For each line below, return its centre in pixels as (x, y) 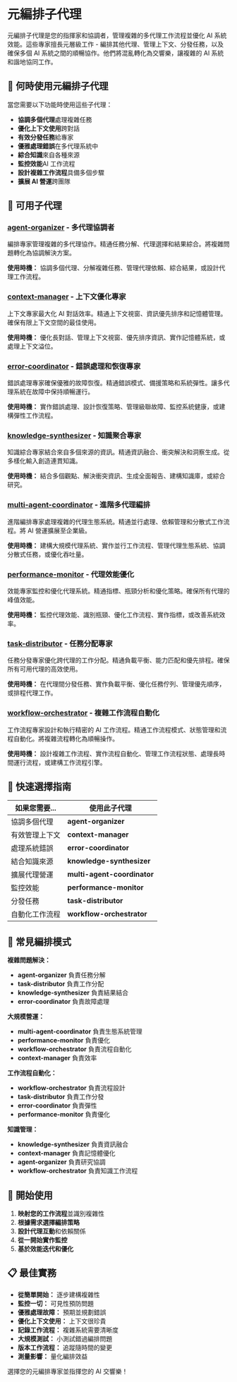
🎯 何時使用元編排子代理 (58, 86)
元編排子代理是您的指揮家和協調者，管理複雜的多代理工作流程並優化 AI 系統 (117, 35)
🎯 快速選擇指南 (39, 786)
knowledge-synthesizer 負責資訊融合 (73, 1144)
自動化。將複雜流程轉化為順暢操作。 (66, 739)
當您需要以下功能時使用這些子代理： (60, 104)
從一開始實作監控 (42, 1239)
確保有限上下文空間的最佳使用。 (54, 322)
